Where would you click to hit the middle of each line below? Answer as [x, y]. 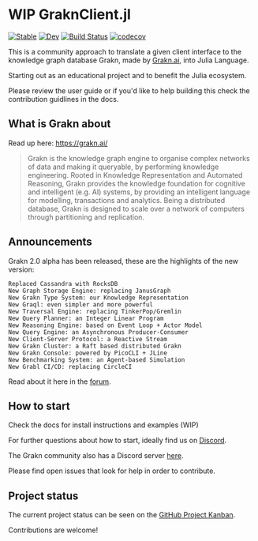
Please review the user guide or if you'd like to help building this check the [129, 90]
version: [21, 269]
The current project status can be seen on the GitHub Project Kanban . [122, 515]
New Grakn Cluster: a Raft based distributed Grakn [95, 346]
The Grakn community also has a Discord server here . [96, 456]
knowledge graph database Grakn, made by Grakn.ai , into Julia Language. [129, 60]
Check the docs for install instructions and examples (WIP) [103, 425]
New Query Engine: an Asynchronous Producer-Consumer [99, 332]
